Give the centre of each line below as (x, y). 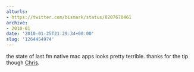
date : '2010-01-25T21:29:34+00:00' (50, 34)
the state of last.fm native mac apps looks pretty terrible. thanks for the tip (97, 56)
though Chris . (23, 62)
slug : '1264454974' (30, 39)
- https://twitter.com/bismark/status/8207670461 (69, 17)
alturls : (17, 12)
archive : (17, 23)
